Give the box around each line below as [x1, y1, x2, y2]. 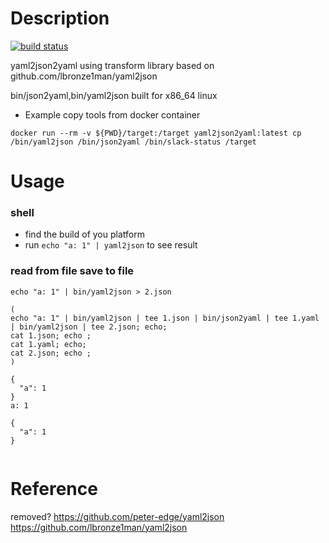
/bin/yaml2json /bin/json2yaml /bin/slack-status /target [10, 137, 257, 147]
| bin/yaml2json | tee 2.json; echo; [10, 322, 168, 332]
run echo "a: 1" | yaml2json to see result [24, 239, 198, 251]
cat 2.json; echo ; [10, 348, 92, 358]
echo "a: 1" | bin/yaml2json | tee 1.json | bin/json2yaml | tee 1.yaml [10, 313, 320, 323]
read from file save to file [10, 264, 135, 278]
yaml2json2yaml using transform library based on [10, 59, 215, 71]
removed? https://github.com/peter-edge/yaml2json [10, 510, 225, 522]
